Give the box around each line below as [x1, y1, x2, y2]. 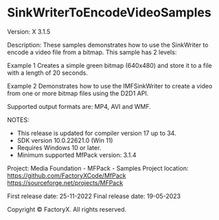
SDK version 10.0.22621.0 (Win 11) [16, 136, 113, 145]
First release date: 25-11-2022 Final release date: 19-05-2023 [7, 192, 181, 200]
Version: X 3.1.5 [7, 27, 51, 36]
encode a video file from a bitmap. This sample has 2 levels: [7, 48, 177, 56]
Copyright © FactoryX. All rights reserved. [7, 205, 127, 213]
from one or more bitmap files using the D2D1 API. [7, 89, 149, 97]
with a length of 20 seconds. [7, 69, 88, 77]
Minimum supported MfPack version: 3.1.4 [16, 151, 137, 159]
